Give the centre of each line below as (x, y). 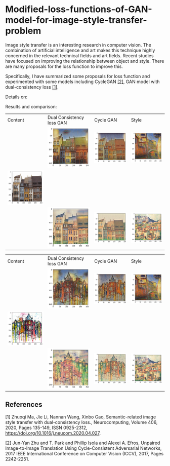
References (24, 404)
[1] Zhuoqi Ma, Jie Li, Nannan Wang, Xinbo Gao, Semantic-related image (81, 417)
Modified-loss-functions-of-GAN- (79, 9)
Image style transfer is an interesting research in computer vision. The (78, 45)
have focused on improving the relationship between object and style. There (85, 61)
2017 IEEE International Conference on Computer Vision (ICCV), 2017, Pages (84, 453)
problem (23, 31)
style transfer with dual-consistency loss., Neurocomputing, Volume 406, (81, 422)
